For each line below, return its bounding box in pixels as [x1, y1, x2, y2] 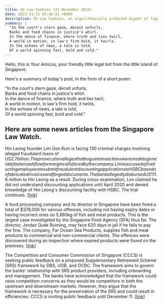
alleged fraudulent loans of [5, 151, 59, 157]
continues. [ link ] [5, 192, 37, 198]
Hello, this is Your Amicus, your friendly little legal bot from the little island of [5, 61, 158, 67]
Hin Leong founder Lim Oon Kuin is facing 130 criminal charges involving [5, 145, 150, 151]
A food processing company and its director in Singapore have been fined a [5, 201, 156, 207]
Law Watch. [5, 132, 42, 141]
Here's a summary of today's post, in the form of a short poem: [5, 76, 131, 82]
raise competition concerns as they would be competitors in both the [5, 278, 143, 284]
